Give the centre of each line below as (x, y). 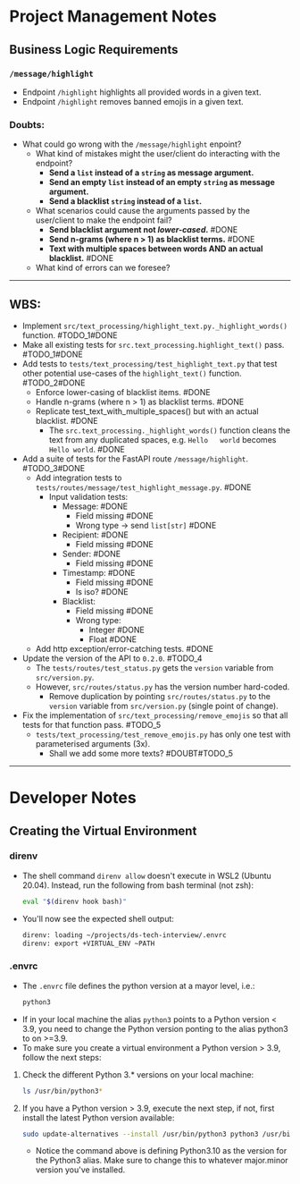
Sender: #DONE (92, 554)
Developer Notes (73, 798)
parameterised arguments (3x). (92, 743)
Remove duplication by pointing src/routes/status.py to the (159, 696)
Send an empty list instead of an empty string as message (162, 182)
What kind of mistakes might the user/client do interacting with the (158, 154)
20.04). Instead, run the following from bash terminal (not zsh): (138, 885)
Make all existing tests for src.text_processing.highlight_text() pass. (153, 344)
